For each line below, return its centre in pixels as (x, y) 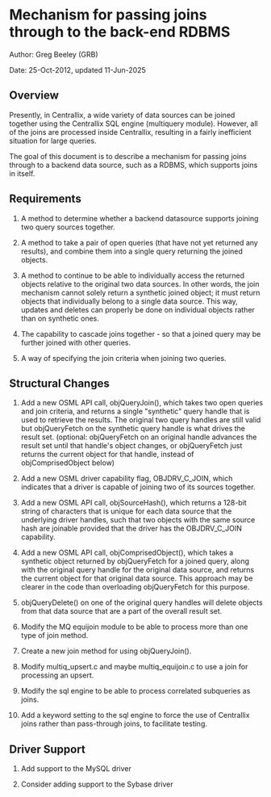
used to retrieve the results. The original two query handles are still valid (141, 420)
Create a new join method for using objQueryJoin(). (106, 651)
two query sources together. (68, 227)
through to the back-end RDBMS (120, 32)
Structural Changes (59, 383)
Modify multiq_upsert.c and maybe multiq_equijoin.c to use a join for (134, 667)
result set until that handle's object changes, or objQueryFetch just (131, 446)
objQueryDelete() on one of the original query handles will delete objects (142, 602)
